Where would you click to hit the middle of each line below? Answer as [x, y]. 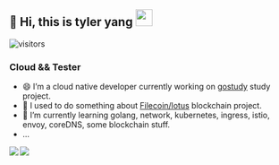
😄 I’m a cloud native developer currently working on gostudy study [146, 87]
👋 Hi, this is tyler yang [71, 22]
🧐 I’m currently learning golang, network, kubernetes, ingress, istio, [146, 115]
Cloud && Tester [45, 66]
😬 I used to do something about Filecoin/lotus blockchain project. [142, 106]
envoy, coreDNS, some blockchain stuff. [96, 125]
